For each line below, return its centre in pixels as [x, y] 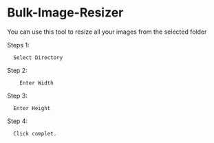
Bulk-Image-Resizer [65, 13]
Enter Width [36, 83]
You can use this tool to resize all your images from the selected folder [107, 32]
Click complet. [35, 133]
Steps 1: [18, 45]
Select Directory [38, 57]
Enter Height [32, 108]
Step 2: [17, 70]
